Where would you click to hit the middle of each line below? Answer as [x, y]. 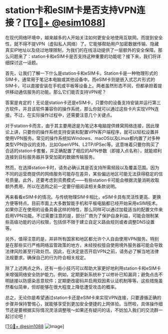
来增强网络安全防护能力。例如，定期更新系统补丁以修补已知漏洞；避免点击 [82, 274]
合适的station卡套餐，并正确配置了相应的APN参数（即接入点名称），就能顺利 [83, 150]
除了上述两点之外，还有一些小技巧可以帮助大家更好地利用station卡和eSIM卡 [83, 268]
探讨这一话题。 [25, 62]
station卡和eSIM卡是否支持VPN [71, 10]
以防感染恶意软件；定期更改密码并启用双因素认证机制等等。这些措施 [88, 280]
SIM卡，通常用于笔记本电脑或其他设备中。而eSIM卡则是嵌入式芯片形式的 [80, 79]
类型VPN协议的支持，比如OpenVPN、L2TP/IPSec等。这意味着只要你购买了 [82, 144]
